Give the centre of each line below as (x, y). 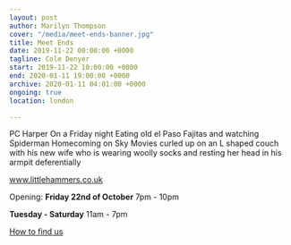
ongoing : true (36, 92)
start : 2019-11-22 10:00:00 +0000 (74, 68)
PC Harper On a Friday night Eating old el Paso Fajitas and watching (134, 134)
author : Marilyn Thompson (57, 26)
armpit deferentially (45, 163)
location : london (42, 101)
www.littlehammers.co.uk (56, 180)
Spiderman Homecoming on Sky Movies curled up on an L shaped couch (144, 143)
